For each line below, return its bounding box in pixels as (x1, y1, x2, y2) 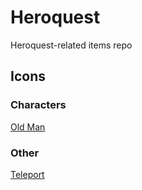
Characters (10, 98, 67, 112)
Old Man (10, 121, 46, 133)
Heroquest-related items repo (10, 39, 133, 51)
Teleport (10, 168, 45, 180)
